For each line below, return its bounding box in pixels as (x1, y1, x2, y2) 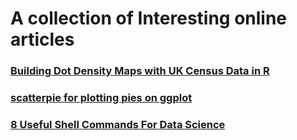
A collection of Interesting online (10, 7, 288, 30)
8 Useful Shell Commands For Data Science (10, 117, 226, 131)
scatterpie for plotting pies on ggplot (10, 91, 193, 105)
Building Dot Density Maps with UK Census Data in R (10, 64, 270, 78)
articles (10, 28, 75, 51)
